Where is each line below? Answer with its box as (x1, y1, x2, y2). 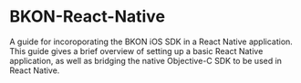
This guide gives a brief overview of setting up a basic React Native (9, 45, 264, 56)
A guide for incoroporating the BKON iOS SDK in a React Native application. (9, 36, 294, 47)
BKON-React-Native (9, 6, 166, 27)
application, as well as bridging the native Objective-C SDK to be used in (9, 55, 283, 66)
